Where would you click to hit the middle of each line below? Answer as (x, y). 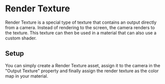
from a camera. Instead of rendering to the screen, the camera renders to (80, 27)
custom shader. (21, 38)
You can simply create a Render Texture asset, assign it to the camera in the (83, 65)
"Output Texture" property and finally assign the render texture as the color (82, 71)
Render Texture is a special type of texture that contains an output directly (81, 22)
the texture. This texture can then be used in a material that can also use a (81, 33)
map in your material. (27, 76)
